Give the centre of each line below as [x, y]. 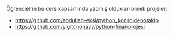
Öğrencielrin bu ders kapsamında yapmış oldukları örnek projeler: [87, 9]
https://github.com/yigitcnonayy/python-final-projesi [80, 27]
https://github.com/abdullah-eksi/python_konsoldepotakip [86, 20]
